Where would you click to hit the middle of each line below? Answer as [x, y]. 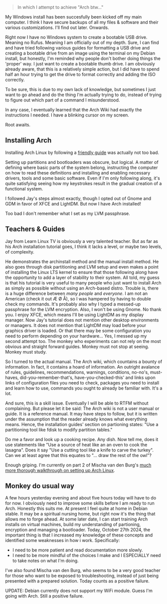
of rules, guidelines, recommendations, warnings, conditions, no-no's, [77, 372]
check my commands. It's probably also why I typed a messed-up [73, 304]
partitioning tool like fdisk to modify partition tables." [59, 429]
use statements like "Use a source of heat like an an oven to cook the [76, 444]
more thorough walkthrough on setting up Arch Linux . [60, 470]
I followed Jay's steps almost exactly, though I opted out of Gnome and [78, 198]
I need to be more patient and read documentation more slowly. [78, 550]
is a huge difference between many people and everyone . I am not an [77, 293]
